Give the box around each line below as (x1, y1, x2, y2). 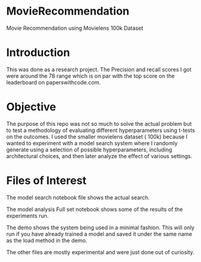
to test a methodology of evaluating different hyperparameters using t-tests (6, 126, 196, 134)
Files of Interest (6, 174, 87, 187)
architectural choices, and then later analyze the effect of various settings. (6, 152, 192, 159)
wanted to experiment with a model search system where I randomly (6, 139, 178, 147)
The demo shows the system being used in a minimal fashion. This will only (6, 224, 195, 231)
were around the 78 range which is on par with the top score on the (6, 72, 175, 80)
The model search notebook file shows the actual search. (6, 193, 150, 201)
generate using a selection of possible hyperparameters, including (6, 146, 172, 153)
